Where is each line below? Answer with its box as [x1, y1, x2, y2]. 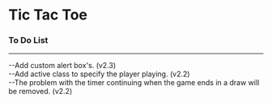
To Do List [8, 35, 49, 46]
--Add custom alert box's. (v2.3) [8, 61, 117, 71]
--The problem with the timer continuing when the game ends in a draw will [8, 78, 260, 88]
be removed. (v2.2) [8, 87, 73, 97]
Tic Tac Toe [8, 6, 87, 24]
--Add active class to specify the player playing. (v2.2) [8, 69, 190, 79]
